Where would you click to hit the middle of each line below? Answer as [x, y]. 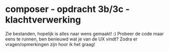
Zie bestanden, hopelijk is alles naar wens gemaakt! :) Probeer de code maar [84, 33]
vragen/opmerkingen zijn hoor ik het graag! [50, 44]
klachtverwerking [43, 20]
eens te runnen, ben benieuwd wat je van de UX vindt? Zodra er [71, 39]
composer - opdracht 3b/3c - [67, 9]
